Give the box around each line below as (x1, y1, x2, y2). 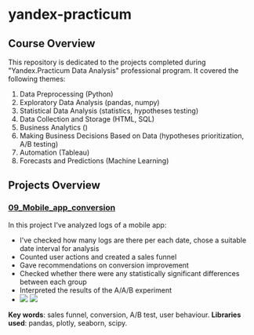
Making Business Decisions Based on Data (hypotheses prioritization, (19, 131, 245, 140)
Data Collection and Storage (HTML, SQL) (19, 115, 155, 123)
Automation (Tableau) (19, 147, 90, 157)
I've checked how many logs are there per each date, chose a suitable (19, 235, 247, 245)
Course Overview (8, 37, 96, 50)
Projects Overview (8, 179, 100, 192)
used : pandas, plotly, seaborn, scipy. (8, 318, 128, 327)
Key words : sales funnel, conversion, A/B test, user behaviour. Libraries (8, 310, 241, 319)
